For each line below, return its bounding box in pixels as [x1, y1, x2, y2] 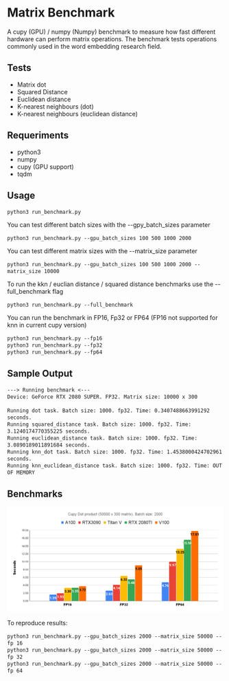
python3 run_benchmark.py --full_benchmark [7, 301, 134, 309]
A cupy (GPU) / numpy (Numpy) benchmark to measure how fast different [7, 28, 216, 36]
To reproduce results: [7, 618, 68, 627]
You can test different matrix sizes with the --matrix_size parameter [7, 247, 197, 255]
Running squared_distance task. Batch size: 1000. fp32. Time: [7, 421, 192, 428]
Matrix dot [16, 80, 47, 89]
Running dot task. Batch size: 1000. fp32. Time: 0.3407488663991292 [7, 407, 210, 414]
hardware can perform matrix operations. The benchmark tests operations [7, 34, 217, 43]
